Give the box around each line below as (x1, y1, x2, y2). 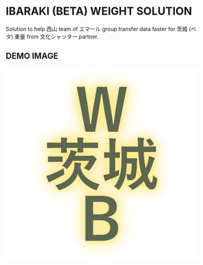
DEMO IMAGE (5, 51, 59, 62)
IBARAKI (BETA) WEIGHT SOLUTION (5, 4, 193, 18)
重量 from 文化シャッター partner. (14, 32, 99, 40)
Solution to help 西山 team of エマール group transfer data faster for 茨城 (5, 25, 188, 32)
